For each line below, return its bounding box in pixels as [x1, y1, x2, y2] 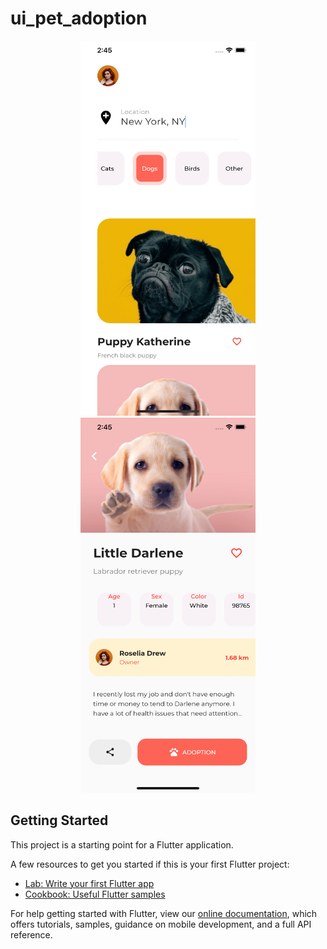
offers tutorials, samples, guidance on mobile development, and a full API [10, 918, 312, 930]
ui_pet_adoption [10, 7, 148, 30]
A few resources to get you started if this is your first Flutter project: [10, 858, 290, 870]
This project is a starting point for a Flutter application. [10, 838, 234, 851]
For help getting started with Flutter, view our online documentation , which [10, 907, 318, 919]
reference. [10, 928, 53, 941]
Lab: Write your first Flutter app [24, 877, 155, 889]
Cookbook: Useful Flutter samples [24, 888, 166, 900]
